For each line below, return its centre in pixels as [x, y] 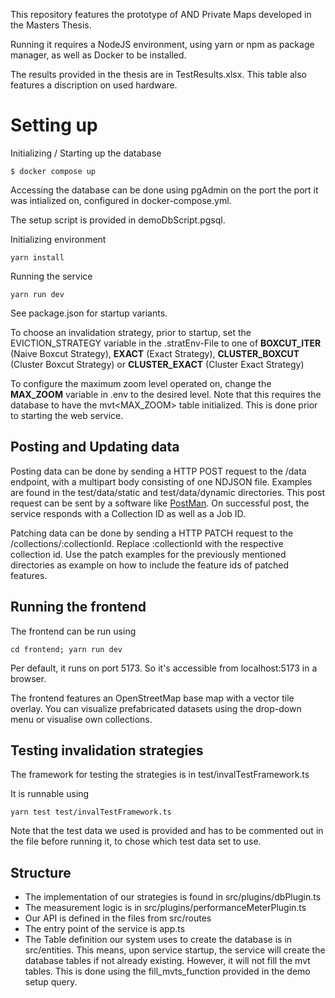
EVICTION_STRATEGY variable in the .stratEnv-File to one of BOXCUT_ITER [166, 343]
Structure [41, 872]
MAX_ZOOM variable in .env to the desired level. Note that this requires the [166, 394]
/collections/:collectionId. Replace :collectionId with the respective [147, 543]
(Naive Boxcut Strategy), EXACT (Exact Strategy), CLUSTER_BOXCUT [155, 353]
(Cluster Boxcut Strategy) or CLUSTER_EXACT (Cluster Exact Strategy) [157, 364]
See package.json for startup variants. [89, 313]
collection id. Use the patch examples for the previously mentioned [148, 554]
